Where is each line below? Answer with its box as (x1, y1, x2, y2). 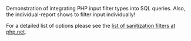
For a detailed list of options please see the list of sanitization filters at (6, 23, 176, 29)
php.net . (6, 28, 26, 35)
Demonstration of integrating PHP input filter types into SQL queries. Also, (6, 5, 186, 12)
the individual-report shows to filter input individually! (6, 11, 136, 18)
